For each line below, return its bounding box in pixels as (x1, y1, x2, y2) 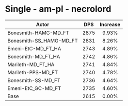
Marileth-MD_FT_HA (7, 61, 55, 68)
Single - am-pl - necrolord (5, 3, 112, 15)
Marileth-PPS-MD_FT (7, 69, 58, 76)
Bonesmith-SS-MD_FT (7, 77, 61, 84)
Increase (99, 21, 121, 28)
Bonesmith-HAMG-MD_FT (7, 29, 69, 36)
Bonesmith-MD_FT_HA (7, 53, 61, 60)
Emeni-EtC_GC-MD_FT (7, 85, 62, 91)
